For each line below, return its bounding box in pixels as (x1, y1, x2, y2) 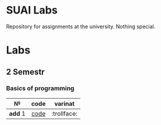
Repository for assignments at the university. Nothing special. (6, 23, 156, 30)
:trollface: (51, 109, 78, 117)
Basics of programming (6, 85, 75, 93)
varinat (54, 99, 75, 107)
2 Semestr (6, 67, 45, 77)
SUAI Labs (6, 4, 58, 17)
